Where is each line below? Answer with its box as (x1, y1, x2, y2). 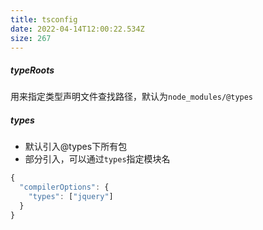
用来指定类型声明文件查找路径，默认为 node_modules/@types (10, 91, 254, 103)
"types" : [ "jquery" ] (28, 192, 114, 202)
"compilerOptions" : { (19, 182, 110, 193)
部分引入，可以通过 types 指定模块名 (24, 153, 171, 165)
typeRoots (10, 64, 55, 76)
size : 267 (10, 33, 52, 43)
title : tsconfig (10, 14, 78, 25)
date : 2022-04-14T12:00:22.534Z (10, 24, 145, 34)
